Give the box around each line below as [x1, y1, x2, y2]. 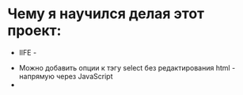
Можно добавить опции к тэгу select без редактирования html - [18, 63, 236, 72]
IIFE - [18, 47, 37, 57]
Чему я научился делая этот [7, 5, 205, 23]
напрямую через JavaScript [18, 71, 113, 81]
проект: [7, 21, 62, 40]
